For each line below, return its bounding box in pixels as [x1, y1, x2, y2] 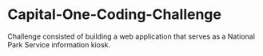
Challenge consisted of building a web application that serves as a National [7, 32, 255, 41]
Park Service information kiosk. [7, 39, 111, 49]
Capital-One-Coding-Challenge [7, 6, 221, 24]
